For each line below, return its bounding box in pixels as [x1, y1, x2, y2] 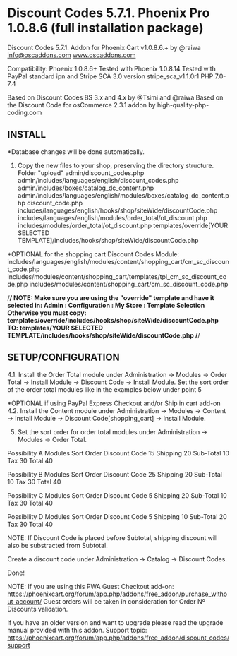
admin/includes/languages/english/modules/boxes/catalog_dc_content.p [17, 191, 229, 199]
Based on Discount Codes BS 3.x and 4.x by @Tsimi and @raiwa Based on [7, 93, 224, 102]
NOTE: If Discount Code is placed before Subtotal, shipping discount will [7, 533, 218, 542]
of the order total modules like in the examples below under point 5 [7, 385, 202, 393]
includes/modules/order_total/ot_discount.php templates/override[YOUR [17, 221, 228, 229]
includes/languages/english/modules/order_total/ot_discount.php [17, 213, 208, 222]
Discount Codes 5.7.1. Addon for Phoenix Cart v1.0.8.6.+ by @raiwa [7, 43, 201, 52]
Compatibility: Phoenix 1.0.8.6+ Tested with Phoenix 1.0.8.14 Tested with [7, 64, 217, 73]
